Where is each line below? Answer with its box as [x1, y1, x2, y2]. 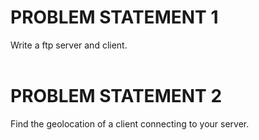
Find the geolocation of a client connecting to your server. [10, 117, 250, 130]
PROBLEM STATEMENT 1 [10, 6, 219, 29]
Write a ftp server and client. [10, 39, 128, 51]
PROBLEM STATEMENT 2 [10, 85, 223, 108]
